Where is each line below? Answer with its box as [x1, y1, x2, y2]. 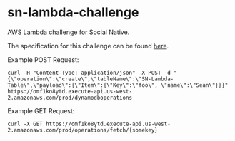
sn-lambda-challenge [7, 4, 139, 21]
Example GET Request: [7, 106, 75, 115]
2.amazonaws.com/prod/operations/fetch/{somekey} [7, 126, 159, 134]
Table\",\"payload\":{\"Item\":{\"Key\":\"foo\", [7, 81, 159, 89]
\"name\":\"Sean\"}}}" [160, 81, 229, 89]
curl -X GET [7, 120, 43, 127]
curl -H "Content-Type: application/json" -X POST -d [7, 69, 171, 76]
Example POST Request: [7, 55, 79, 64]
